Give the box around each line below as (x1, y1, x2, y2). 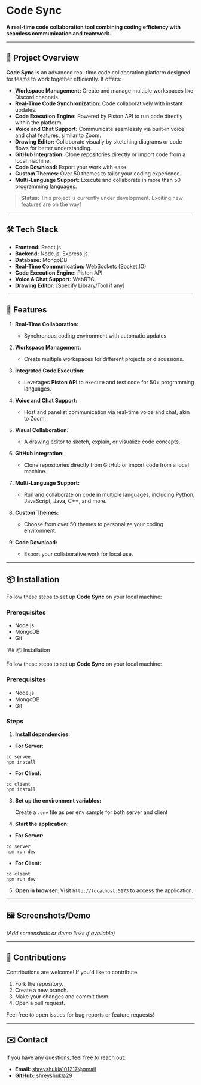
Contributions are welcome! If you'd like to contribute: (6, 968, 139, 976)
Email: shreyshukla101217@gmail (14, 1065, 96, 1072)
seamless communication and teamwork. (6, 29, 112, 37)
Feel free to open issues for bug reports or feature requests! (6, 1011, 154, 1018)
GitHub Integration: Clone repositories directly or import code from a (14, 151, 186, 158)
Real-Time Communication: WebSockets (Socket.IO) (14, 263, 147, 270)
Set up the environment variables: (14, 797, 102, 804)
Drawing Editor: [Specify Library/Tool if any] (14, 282, 125, 289)
